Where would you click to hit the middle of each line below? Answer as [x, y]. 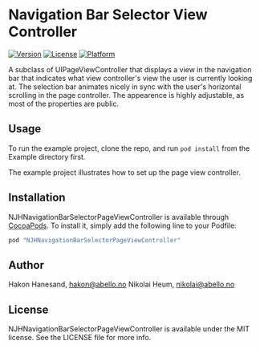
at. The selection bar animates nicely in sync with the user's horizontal [125, 87]
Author [26, 265]
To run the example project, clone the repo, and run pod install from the [129, 148]
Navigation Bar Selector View [108, 15]
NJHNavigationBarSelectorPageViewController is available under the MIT [129, 329]
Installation [37, 198]
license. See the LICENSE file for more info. [80, 338]
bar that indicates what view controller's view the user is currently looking [130, 78]
